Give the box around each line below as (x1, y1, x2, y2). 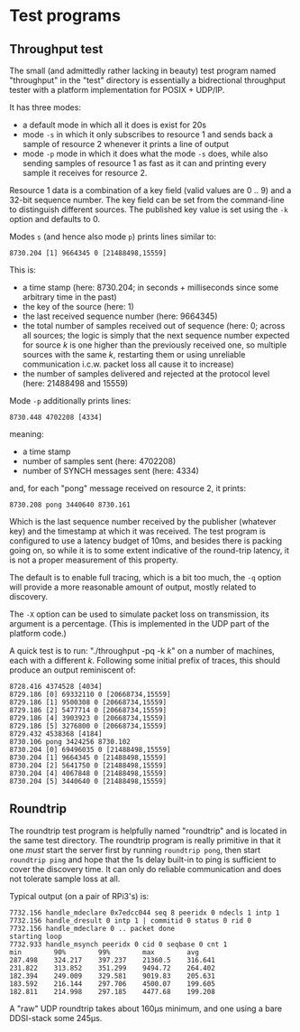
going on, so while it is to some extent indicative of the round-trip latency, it (9, 545, 290, 555)
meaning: (9, 429, 44, 439)
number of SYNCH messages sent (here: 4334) (22, 466, 200, 476)
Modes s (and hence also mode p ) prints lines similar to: (9, 231, 217, 242)
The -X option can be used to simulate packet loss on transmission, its (9, 609, 270, 619)
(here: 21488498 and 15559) (22, 378, 129, 388)
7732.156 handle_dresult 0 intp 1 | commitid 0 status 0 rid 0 (9, 916, 252, 925)
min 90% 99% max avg (9, 947, 200, 957)
